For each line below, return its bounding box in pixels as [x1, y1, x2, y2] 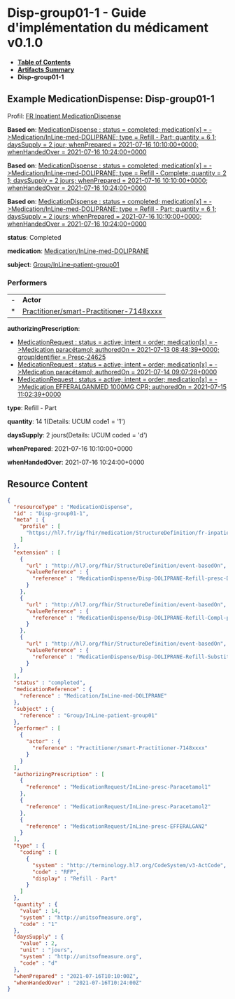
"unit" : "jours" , [20, 946, 73, 954]
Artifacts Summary [17, 65, 75, 74]
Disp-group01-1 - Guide [7, 5, 147, 21]
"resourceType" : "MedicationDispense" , [13, 503, 133, 510]
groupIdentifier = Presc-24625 [17, 353, 106, 362]
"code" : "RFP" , [32, 868, 80, 876]
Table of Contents [17, 57, 71, 66]
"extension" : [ [13, 549, 61, 556]
